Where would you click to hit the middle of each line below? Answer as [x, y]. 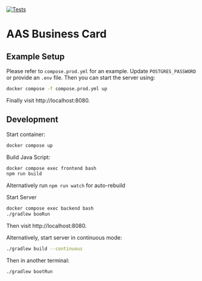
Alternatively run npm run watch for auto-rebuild [66, 185]
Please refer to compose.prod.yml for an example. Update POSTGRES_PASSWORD [101, 71]
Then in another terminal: [38, 260]
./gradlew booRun [28, 214]
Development [33, 120]
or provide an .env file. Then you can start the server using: [81, 77]
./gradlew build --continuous [45, 249]
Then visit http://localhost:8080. [47, 226]
